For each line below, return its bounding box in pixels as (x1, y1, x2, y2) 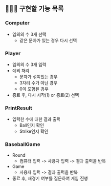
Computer (5, 20, 30, 26)
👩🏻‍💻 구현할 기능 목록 (5, 4, 64, 13)
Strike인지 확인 (19, 128, 48, 134)
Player (5, 50, 21, 57)
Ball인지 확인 (19, 123, 44, 128)
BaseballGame (5, 141, 41, 148)
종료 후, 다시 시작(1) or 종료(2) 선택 (12, 92, 79, 98)
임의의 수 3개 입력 (12, 62, 46, 67)
